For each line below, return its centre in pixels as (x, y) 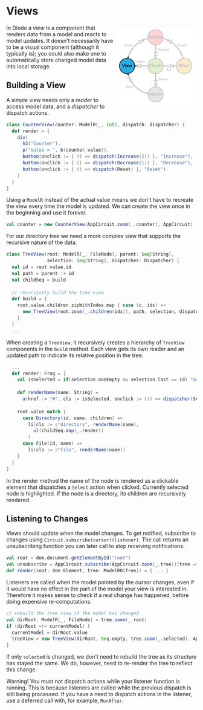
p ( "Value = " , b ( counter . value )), (66, 150)
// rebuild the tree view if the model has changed (72, 613)
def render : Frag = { (39, 373)
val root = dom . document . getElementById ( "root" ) (69, 558)
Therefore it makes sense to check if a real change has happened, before (98, 595)
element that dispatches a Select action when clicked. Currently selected (97, 487)
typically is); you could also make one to (56, 53)
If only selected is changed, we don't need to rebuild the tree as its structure (101, 657)
